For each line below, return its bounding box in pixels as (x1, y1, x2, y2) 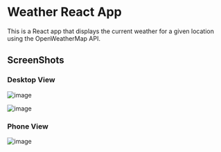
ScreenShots (7, 55, 64, 66)
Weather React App (7, 4, 123, 20)
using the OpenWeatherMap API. (7, 34, 100, 42)
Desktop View (7, 75, 55, 85)
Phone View (7, 122, 48, 131)
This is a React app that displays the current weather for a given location (7, 27, 215, 35)
